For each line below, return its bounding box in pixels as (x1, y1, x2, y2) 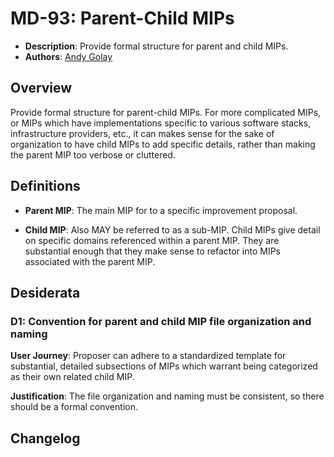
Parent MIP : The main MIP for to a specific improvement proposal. (24, 204, 298, 216)
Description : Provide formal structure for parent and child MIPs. (24, 40, 289, 52)
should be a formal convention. (10, 401, 138, 413)
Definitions (10, 178, 81, 195)
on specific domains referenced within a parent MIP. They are (24, 234, 280, 246)
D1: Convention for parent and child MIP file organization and (10, 314, 312, 328)
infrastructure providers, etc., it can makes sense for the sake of (10, 127, 275, 139)
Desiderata (10, 284, 81, 301)
